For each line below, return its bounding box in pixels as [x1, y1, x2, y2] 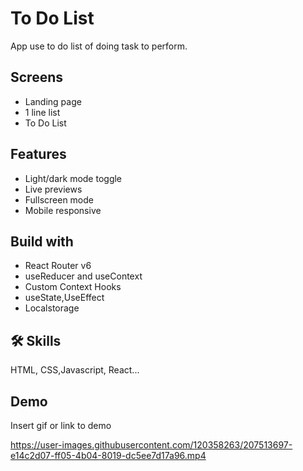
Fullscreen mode [24, 193, 95, 206]
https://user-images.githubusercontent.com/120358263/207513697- [10, 439, 293, 451]
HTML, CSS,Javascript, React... [10, 364, 140, 376]
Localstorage [24, 302, 80, 314]
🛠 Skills [10, 332, 62, 349]
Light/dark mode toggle [24, 172, 123, 184]
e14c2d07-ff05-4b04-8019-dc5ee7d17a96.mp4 [10, 450, 207, 461]
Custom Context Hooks [24, 281, 122, 293]
